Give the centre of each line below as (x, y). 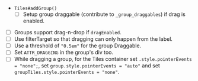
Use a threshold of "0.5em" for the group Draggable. (78, 46)
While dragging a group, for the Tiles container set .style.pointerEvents (103, 59)
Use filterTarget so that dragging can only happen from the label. (93, 39)
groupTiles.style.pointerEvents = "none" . (67, 72)
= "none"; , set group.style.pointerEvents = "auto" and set (87, 66)
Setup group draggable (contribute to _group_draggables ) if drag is (104, 14)
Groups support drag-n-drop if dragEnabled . (68, 33)
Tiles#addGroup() (36, 8)
